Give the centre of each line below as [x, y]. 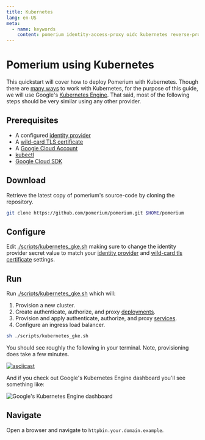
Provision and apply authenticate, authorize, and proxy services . [96, 318]
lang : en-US [21, 18]
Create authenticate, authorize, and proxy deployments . [85, 312]
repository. [20, 202]
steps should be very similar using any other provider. [74, 101]
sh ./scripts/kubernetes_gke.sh [47, 336]
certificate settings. [31, 260]
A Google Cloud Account [46, 148]
